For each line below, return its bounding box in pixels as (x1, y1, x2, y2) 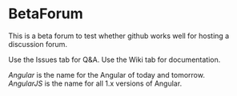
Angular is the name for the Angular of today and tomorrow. (8, 70, 206, 79)
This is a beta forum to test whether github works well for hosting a (8, 31, 230, 40)
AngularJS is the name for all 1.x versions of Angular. (8, 79, 183, 88)
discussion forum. (8, 39, 68, 48)
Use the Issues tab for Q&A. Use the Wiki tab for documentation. (8, 55, 221, 64)
